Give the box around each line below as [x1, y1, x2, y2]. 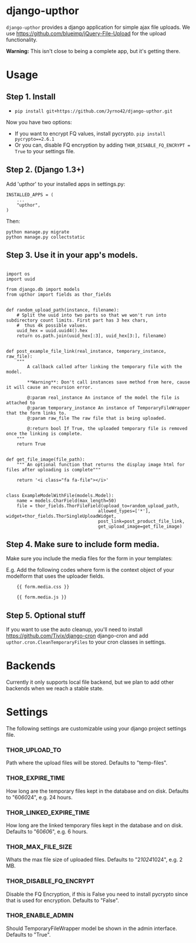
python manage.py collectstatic [6, 234, 85, 240]
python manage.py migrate [6, 229, 69, 235]
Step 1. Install [6, 91, 56, 101]
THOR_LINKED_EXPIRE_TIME [6, 808, 90, 816]
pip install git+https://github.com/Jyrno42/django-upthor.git [14, 108, 173, 114]
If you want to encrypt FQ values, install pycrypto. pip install [14, 130, 166, 137]
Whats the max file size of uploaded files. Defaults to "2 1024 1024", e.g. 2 [6, 856, 183, 863]
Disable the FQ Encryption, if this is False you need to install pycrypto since [6, 891, 188, 898]
